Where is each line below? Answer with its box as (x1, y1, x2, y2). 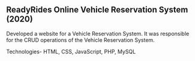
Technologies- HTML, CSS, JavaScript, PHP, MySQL (6, 48, 136, 55)
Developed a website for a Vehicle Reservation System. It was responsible (6, 30, 190, 37)
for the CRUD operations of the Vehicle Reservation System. (6, 36, 155, 44)
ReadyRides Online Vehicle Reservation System (6, 5, 188, 15)
